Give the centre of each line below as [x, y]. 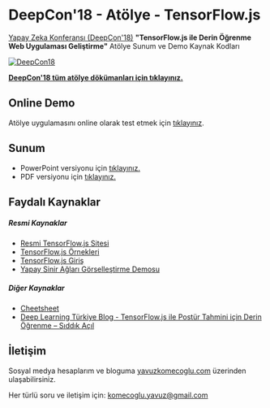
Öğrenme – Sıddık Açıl [57, 325]
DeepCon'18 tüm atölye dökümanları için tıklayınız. [96, 77]
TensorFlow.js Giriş [52, 260]
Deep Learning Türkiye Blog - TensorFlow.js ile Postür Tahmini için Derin [141, 317]
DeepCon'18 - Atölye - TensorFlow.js [135, 15]
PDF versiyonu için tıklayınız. [68, 176]
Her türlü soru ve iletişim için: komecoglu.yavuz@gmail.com [108, 395]
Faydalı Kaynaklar [55, 202]
